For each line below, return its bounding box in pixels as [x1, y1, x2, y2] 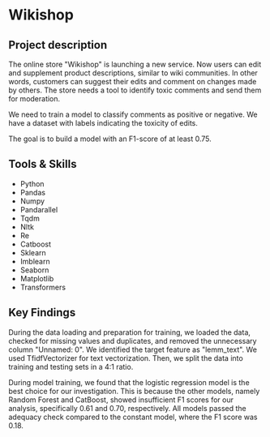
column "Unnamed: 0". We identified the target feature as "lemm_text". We [8, 345, 258, 354]
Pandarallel [19, 204, 58, 214]
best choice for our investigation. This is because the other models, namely [8, 386, 260, 396]
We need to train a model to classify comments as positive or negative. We [8, 109, 258, 119]
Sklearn [19, 247, 46, 257]
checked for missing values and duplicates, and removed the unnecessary [8, 336, 257, 345]
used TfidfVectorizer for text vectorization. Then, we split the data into [8, 353, 243, 362]
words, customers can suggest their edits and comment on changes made [8, 77, 257, 86]
